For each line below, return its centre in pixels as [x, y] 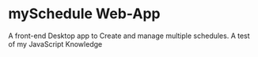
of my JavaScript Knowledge [55, 44]
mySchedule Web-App [84, 14]
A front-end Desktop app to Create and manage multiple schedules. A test [129, 36]
